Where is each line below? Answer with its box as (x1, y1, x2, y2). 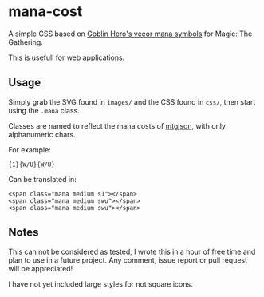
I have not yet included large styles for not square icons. (8, 279, 193, 289)
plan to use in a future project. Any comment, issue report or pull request (8, 255, 248, 265)
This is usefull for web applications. (8, 53, 125, 62)
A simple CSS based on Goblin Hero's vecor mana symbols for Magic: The (8, 29, 253, 38)
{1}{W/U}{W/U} (8, 160, 56, 168)
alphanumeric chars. (8, 129, 76, 139)
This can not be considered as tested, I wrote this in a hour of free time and (8, 247, 256, 256)
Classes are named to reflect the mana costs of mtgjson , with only (8, 121, 226, 130)
